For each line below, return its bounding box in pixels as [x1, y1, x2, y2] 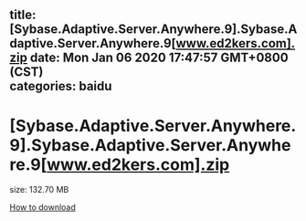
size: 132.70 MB [9, 184, 69, 195]
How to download [9, 202, 76, 213]
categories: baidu [9, 79, 112, 94]
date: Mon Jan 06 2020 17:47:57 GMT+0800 [29, 50, 290, 66]
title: [9, 7, 37, 23]
